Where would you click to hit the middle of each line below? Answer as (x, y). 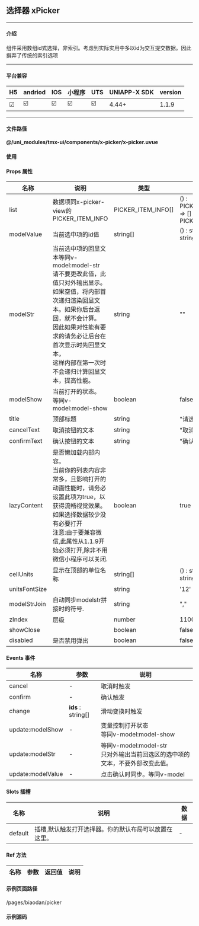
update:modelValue (36, 774)
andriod (35, 92)
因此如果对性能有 (76, 327)
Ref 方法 (16, 855)
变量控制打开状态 (124, 726)
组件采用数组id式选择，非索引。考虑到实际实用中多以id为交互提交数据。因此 (99, 48)
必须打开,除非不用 (83, 550)
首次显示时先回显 (76, 345)
